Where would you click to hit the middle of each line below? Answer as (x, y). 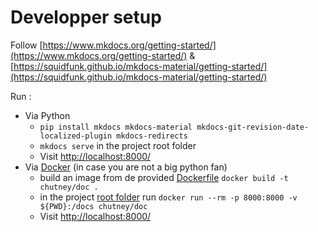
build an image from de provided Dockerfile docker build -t (164, 177)
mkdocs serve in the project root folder (118, 145)
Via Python (47, 115)
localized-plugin (76, 136)
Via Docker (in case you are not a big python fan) (126, 167)
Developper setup (86, 17)
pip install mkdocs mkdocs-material (116, 127)
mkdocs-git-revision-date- (253, 127)
